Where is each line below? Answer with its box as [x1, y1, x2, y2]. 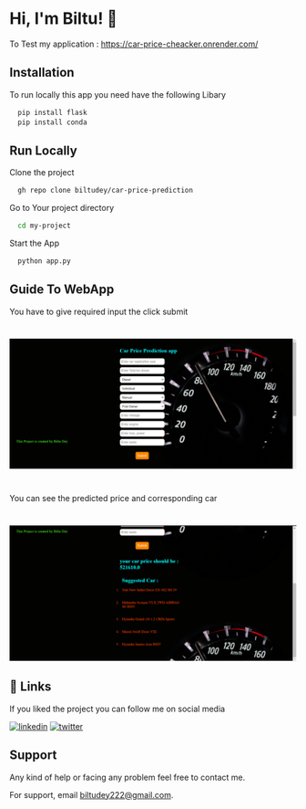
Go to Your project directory [9, 203, 115, 214]
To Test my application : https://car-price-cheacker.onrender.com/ [9, 38, 259, 49]
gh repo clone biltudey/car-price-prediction [17, 186, 194, 195]
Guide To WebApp [9, 282, 115, 298]
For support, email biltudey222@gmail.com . [9, 789, 174, 800]
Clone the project [9, 167, 75, 178]
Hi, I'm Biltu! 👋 [9, 8, 118, 29]
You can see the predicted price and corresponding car [9, 492, 218, 503]
